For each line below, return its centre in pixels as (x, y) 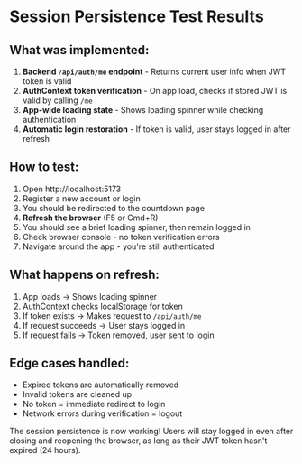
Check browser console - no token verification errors (121, 237)
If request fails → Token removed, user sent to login (118, 335)
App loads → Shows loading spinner (90, 296)
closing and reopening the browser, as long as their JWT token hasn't (138, 441)
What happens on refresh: (85, 275)
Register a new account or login (82, 198)
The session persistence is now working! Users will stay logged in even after (151, 432)
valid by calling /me (57, 100)
